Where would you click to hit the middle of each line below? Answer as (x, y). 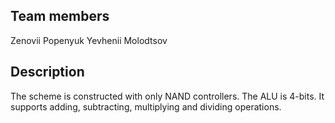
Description (47, 72)
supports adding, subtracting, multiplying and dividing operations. (146, 106)
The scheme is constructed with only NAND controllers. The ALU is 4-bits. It (167, 96)
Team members (60, 16)
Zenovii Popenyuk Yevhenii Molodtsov (89, 40)
